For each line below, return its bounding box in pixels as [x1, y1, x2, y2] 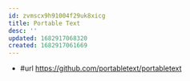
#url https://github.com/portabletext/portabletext [19, 63, 182, 73]
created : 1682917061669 [8, 42, 88, 50]
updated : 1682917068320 [8, 34, 88, 43]
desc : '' [8, 26, 38, 34]
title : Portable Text [8, 19, 81, 27]
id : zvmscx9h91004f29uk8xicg [8, 11, 106, 20]
